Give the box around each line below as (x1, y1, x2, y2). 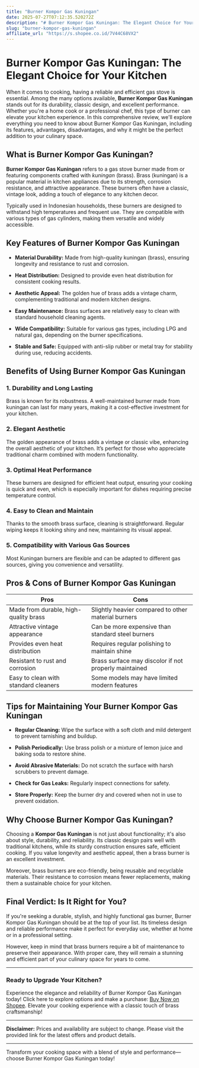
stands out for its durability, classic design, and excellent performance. (6, 101, 179, 108)
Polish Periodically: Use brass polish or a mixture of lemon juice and (14, 744, 183, 752)
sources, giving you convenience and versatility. (6, 561, 124, 568)
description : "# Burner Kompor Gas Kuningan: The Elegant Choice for (6, 20, 182, 25)
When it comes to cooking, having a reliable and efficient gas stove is (6, 88, 176, 95)
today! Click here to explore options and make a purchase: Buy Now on (6, 996, 179, 1003)
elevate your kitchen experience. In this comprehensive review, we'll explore (6, 114, 192, 121)
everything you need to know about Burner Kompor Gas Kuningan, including (6, 120, 192, 127)
